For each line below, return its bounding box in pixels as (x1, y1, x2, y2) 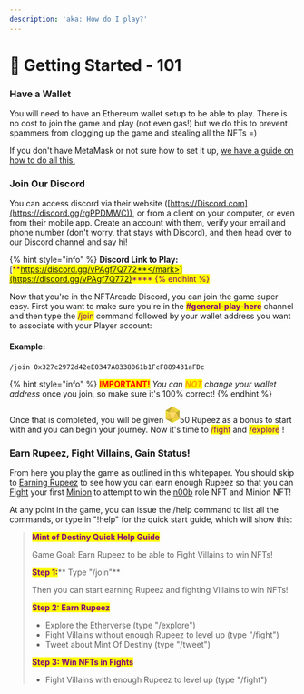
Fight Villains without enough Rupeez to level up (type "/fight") (44, 629, 279, 640)
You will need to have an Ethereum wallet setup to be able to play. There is (9, 108, 288, 119)
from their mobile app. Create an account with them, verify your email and (9, 217, 286, 228)
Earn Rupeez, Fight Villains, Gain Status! (9, 447, 191, 459)
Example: (9, 341, 46, 352)
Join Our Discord (9, 177, 86, 190)
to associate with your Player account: (9, 320, 152, 331)
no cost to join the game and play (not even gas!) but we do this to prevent (9, 118, 288, 129)
